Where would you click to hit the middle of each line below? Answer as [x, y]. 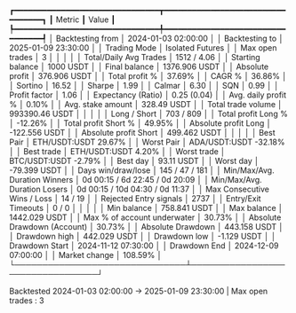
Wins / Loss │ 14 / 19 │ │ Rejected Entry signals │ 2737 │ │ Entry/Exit [135, 199]
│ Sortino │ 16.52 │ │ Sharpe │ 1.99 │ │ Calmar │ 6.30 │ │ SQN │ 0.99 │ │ [144, 86]
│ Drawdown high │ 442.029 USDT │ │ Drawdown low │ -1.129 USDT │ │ [143, 236]
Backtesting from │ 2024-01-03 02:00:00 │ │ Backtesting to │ [170, 38]
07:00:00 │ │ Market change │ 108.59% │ [86, 255]
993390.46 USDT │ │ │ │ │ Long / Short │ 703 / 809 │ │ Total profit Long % [149, 113]
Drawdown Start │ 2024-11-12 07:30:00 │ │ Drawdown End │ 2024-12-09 [144, 246]
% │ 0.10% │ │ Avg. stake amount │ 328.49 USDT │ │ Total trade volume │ [146, 104]
